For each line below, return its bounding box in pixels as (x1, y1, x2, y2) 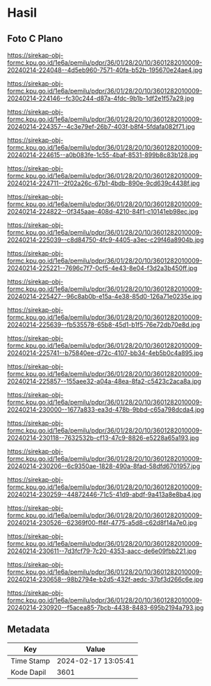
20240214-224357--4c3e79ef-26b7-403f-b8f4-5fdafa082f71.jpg (7, 123, 196, 130)
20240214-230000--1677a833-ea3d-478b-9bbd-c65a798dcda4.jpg (7, 405, 205, 414)
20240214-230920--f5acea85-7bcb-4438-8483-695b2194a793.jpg (7, 604, 204, 611)
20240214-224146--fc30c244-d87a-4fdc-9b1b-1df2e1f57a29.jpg (7, 94, 194, 102)
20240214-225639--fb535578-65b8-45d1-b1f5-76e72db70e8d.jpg (7, 320, 201, 329)
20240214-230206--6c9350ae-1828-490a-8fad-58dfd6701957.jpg (7, 462, 201, 470)
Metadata (7, 623, 50, 635)
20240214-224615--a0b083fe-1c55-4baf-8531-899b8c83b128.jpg (7, 151, 199, 159)
